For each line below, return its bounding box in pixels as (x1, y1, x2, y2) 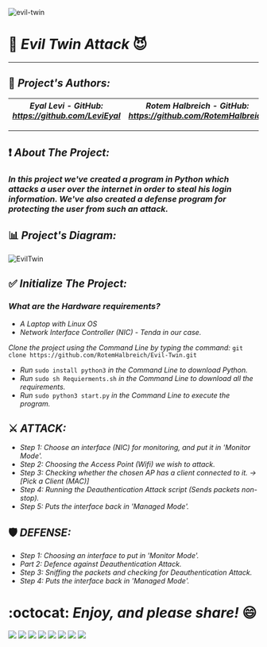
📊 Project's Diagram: (8, 229, 117, 242)
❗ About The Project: (8, 146, 110, 160)
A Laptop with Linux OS (19, 318, 98, 329)
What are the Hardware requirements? (8, 301, 161, 312)
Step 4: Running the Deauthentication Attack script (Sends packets (19, 485, 240, 495)
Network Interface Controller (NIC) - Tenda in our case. (19, 327, 202, 337)
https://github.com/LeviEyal (12, 110, 121, 121)
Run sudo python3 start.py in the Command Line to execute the (19, 390, 230, 400)
